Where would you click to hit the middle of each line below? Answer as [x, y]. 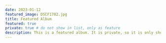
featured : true [21, 23]
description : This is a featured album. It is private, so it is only [79, 33]
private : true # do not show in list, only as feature [63, 28]
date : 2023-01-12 [23, 10]
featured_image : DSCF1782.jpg [36, 14]
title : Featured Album [28, 19]
